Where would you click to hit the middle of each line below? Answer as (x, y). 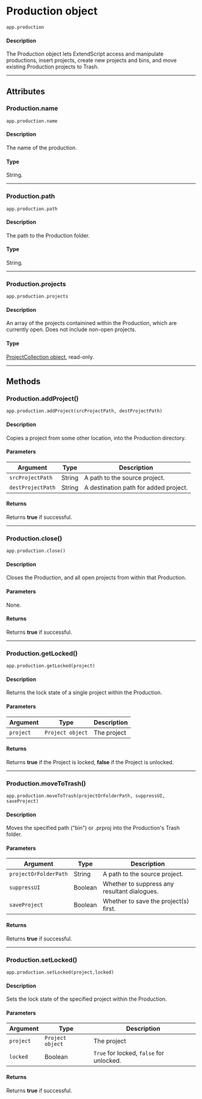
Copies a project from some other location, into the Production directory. (96, 438)
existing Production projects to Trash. (53, 67)
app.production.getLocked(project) (51, 666)
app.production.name (32, 121)
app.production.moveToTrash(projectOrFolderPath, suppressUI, (86, 796)
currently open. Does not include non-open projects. (71, 329)
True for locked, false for (129, 1053)
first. (109, 909)
